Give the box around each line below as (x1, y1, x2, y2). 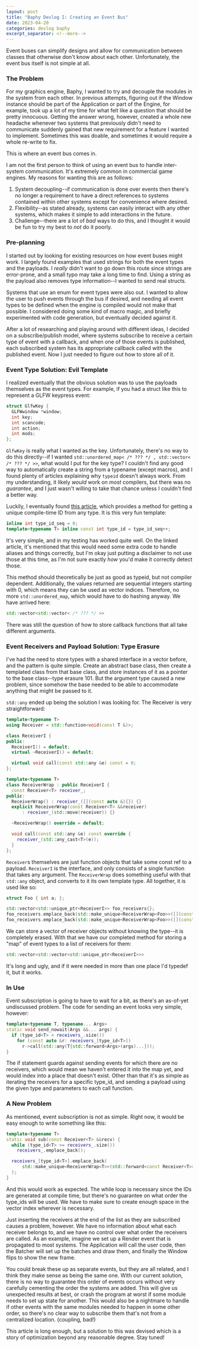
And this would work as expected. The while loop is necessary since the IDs (6, 1185, 192, 1193)
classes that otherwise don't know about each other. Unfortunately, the (6, 53, 179, 61)
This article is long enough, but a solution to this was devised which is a (6, 1327, 181, 1335)
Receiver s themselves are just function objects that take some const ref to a (6, 858, 192, 865)
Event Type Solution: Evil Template (6, 365, 108, 374)
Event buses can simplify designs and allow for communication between (6, 47, 182, 54)
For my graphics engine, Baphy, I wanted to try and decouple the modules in (6, 88, 192, 95)
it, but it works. (6, 969, 43, 976)
